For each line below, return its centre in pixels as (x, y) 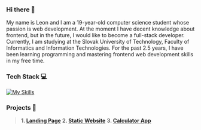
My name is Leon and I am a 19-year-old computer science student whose (98, 23)
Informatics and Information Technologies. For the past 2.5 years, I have (95, 48)
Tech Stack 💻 (27, 77)
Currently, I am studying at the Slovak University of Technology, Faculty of (98, 42)
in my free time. (25, 61)
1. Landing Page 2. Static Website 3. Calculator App (86, 120)
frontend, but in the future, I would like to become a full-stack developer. (95, 35)
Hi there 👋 (21, 10)
